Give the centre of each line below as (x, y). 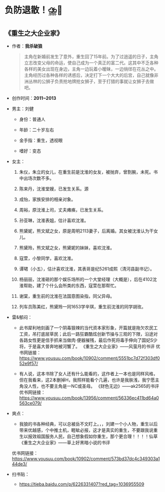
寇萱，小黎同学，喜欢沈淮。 (47, 258)
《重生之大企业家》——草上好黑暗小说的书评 (65, 443)
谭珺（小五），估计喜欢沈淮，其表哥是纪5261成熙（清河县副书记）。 (87, 269)
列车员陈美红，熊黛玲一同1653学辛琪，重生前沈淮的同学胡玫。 (82, 307)
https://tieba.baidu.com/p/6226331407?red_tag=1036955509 (82, 484)
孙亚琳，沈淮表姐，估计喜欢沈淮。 (54, 220)
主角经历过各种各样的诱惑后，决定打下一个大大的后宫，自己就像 (89, 75)
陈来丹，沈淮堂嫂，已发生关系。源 (54, 189)
